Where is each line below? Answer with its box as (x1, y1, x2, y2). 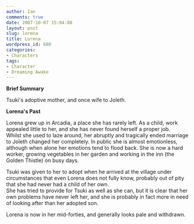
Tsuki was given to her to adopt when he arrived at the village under (6, 169, 172, 176)
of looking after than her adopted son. (6, 200, 99, 207)
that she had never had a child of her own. (6, 181, 109, 188)
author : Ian (6, 8, 35, 15)
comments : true (6, 14, 44, 20)
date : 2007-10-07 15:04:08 (6, 19, 73, 25)
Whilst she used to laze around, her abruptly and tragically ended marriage (6, 132, 189, 139)
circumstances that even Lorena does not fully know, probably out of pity (6, 174, 185, 182)
